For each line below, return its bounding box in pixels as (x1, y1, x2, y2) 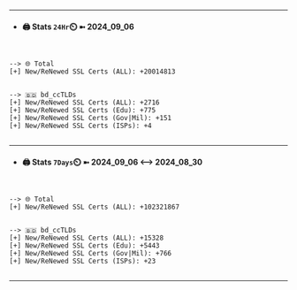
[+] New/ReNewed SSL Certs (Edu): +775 (9, 106, 156, 115)
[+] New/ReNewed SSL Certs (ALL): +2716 (9, 98, 161, 107)
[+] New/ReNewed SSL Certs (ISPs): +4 (9, 121, 152, 131)
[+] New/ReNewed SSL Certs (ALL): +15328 (9, 233, 164, 243)
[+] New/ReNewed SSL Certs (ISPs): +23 (9, 257, 156, 266)
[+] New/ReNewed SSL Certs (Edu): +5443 (9, 241, 161, 250)
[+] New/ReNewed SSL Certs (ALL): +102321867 (9, 202, 179, 212)
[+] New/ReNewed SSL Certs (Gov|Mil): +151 (9, 114, 172, 123)
